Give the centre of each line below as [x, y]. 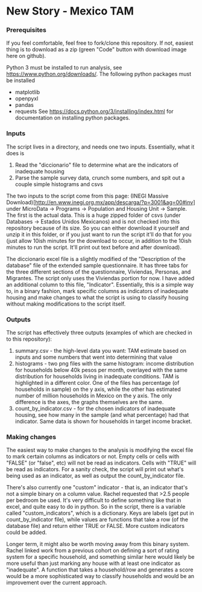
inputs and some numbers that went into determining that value [94, 357]
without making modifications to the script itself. [66, 304]
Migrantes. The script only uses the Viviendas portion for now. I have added [100, 278]
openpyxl [27, 98]
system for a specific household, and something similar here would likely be [100, 557]
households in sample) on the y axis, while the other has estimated [98, 389]
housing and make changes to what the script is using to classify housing [97, 297]
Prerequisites [26, 30]
